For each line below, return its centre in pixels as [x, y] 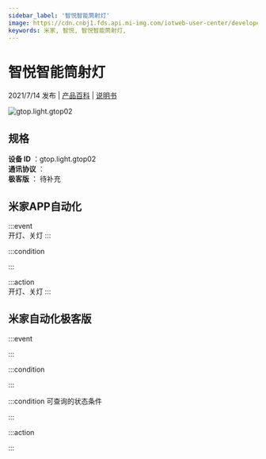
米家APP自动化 [45, 206]
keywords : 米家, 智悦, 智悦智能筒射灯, [67, 30]
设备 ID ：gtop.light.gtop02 [52, 159]
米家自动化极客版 [50, 319]
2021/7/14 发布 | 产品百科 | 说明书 [63, 95]
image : [19, 23]
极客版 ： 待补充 [34, 179]
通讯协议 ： [27, 169]
